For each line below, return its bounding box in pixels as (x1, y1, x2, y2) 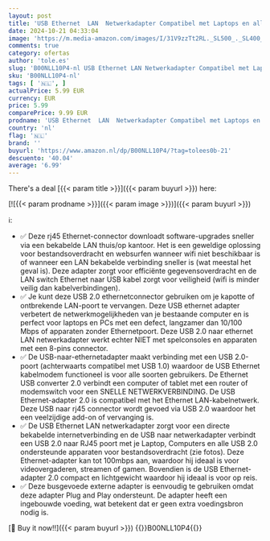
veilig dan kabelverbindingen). (19, 283, 121, 293)
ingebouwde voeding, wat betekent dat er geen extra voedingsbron (19, 499, 243, 509)
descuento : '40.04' (8, 154, 74, 162)
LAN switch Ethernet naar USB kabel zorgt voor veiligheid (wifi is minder (19, 275, 260, 284)
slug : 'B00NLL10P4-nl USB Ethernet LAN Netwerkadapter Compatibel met (8, 64, 250, 72)
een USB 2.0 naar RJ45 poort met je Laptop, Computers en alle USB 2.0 (19, 439, 259, 448)
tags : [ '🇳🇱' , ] (8, 79, 67, 87)
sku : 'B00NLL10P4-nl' (8, 72, 81, 80)
